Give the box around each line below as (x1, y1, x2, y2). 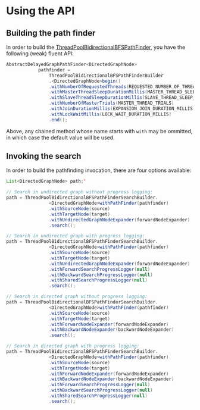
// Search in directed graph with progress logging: (6, 343, 140, 349)
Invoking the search (6, 151, 82, 161)
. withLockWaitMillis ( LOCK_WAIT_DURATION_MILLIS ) (48, 111, 171, 117)
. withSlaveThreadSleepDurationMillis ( (48, 95, 145, 101)
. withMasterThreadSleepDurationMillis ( (48, 89, 148, 95)
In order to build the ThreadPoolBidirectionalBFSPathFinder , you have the (6, 43, 186, 51)
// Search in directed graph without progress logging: (6, 293, 148, 300)
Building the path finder (6, 28, 96, 38)
